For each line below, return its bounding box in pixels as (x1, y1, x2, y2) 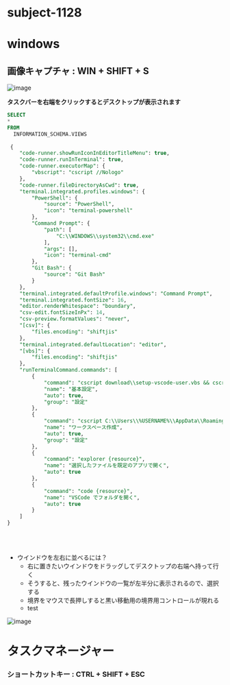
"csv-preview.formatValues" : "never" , (19, 315, 130, 323)
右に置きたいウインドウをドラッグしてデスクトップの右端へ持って (27, 562, 214, 570)
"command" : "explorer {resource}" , (43, 456, 146, 463)
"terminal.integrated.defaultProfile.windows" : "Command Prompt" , (19, 290, 213, 297)
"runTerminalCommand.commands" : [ (19, 367, 118, 374)
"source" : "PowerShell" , (43, 201, 115, 208)
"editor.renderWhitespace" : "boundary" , (19, 303, 136, 310)
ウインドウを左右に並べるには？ (16, 553, 107, 562)
